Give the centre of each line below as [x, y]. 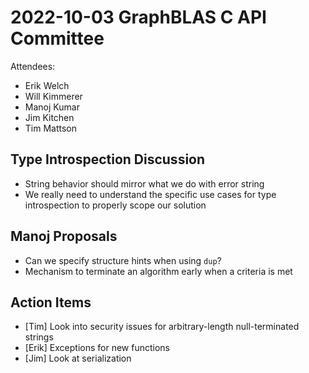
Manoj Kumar [52, 107]
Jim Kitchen [49, 117]
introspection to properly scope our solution [115, 205]
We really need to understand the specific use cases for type [150, 194]
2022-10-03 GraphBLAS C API [138, 17]
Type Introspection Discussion [108, 159]
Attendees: [33, 66]
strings [39, 337]
